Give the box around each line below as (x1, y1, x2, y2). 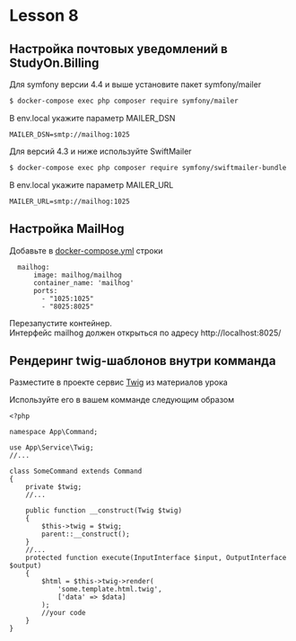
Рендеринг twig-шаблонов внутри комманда (9, 352, 276, 369)
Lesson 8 (9, 5, 79, 26)
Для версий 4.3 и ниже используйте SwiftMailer (9, 146, 192, 156)
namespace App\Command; (9, 428, 99, 437)
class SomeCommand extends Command (9, 467, 143, 476)
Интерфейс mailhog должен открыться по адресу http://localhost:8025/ (9, 327, 282, 338)
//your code (41, 609, 87, 618)
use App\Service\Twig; (9, 443, 94, 452)
